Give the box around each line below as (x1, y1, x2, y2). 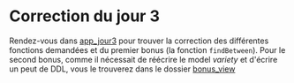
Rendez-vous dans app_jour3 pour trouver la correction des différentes (9, 35, 269, 46)
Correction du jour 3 (9, 6, 161, 26)
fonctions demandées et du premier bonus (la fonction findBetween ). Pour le (9, 44, 286, 55)
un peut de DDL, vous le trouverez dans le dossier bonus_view (9, 64, 236, 74)
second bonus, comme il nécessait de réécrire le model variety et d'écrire (9, 54, 278, 64)
